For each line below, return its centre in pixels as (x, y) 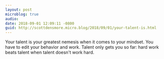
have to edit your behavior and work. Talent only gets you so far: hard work (82, 47)
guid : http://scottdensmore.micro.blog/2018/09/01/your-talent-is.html (81, 28)
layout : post (19, 10)
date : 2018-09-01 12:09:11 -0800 (40, 23)
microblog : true (22, 14)
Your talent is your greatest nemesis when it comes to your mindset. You (79, 42)
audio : (12, 19)
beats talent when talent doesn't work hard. (50, 53)
